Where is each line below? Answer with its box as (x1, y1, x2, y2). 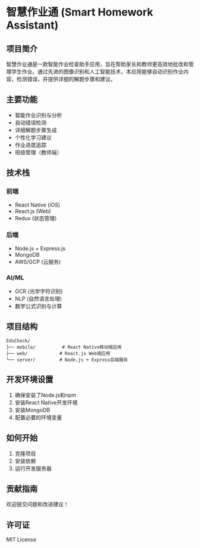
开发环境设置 (6, 375, 54, 385)
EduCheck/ (6, 338, 31, 344)
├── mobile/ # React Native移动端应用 (6, 344, 122, 350)
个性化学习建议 (14, 133, 52, 141)
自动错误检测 (14, 119, 46, 126)
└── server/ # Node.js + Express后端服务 (6, 357, 128, 363)
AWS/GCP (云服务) (14, 258, 61, 265)
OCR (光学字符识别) (14, 288, 63, 295)
